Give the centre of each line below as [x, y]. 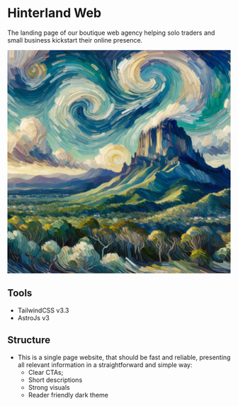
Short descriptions [55, 380]
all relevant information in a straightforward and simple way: [105, 365]
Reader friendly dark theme [68, 395]
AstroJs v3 [33, 317]
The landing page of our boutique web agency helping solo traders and [111, 33]
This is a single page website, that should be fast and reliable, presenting [124, 357]
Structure [29, 340]
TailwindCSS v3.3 [43, 310]
